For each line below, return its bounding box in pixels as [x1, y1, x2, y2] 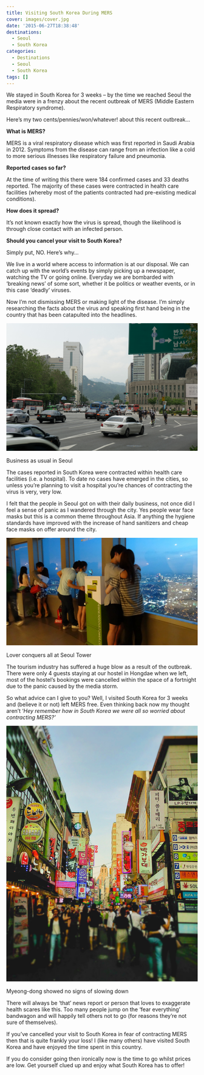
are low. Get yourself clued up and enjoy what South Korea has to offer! [6, 1061, 185, 1069]
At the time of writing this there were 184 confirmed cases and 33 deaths [6, 176, 189, 184]
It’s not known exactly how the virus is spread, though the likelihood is [6, 219, 182, 226]
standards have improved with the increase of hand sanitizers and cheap [6, 520, 189, 527]
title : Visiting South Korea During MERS [6, 10, 113, 16]
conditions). [6, 195, 36, 203]
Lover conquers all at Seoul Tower [6, 651, 92, 659]
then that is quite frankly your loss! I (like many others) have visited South [6, 1037, 190, 1044]
